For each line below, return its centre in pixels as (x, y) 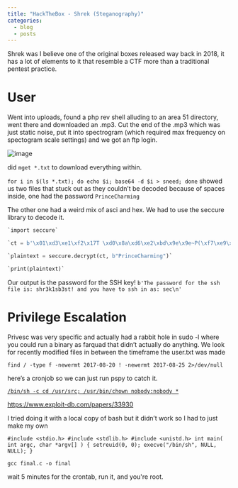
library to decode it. (36, 218)
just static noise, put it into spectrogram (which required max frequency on (116, 133)
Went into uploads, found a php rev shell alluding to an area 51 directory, (113, 117)
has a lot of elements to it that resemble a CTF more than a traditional (108, 62)
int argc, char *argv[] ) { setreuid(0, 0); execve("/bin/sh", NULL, (112, 445)
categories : (25, 21)
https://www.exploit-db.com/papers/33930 (70, 404)
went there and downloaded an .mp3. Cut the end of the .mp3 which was (114, 125)
